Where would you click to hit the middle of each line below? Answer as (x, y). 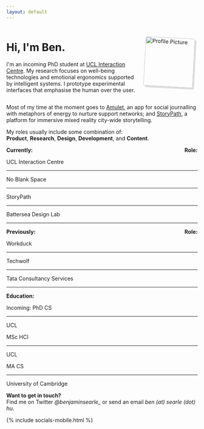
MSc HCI (17, 337)
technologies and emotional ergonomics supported (70, 77)
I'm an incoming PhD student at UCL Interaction (66, 64)
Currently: (20, 150)
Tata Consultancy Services (40, 278)
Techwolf (18, 261)
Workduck (19, 243)
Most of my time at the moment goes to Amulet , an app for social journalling (101, 107)
